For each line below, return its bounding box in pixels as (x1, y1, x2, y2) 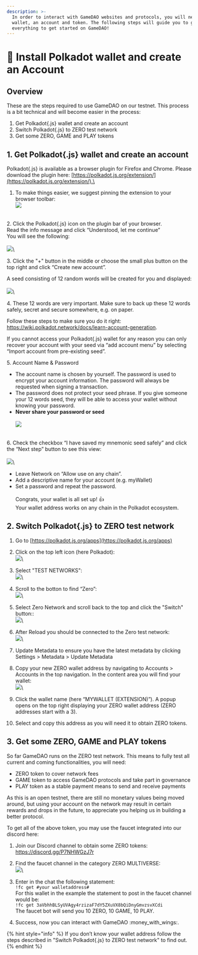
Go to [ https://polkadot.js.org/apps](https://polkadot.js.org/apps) (15, 537, 173, 544)
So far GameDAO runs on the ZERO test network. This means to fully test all (6, 752, 190, 759)
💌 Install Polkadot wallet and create (6, 51, 182, 64)
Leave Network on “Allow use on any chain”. (15, 470, 122, 477)
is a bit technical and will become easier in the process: (6, 109, 141, 116)
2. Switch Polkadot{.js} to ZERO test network (6, 521, 174, 531)
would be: (15, 895, 40, 903)
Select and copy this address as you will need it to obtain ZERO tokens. (15, 719, 187, 727)
